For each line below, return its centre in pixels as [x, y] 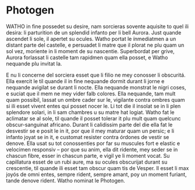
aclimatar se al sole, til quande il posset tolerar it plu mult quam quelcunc [93, 118]
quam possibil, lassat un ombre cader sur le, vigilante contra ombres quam [95, 99]
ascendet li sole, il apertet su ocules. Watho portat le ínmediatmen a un [91, 39]
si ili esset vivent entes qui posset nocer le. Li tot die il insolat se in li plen [93, 106]
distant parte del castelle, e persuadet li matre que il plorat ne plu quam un [95, 45]
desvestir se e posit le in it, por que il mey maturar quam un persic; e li [90, 131]
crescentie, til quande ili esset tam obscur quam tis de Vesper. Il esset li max [97, 168]
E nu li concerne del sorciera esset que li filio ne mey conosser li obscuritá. [96, 75]
